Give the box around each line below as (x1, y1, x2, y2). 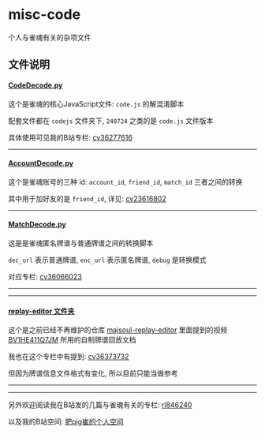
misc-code (8, 6, 81, 24)
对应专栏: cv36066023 (8, 271, 83, 281)
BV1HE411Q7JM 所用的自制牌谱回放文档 (8, 335, 136, 345)
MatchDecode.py (8, 219, 67, 230)
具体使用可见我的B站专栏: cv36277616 (8, 133, 132, 142)
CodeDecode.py (8, 80, 63, 90)
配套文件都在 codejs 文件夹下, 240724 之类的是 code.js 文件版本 (8, 116, 214, 125)
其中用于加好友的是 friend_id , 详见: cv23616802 (8, 193, 167, 203)
